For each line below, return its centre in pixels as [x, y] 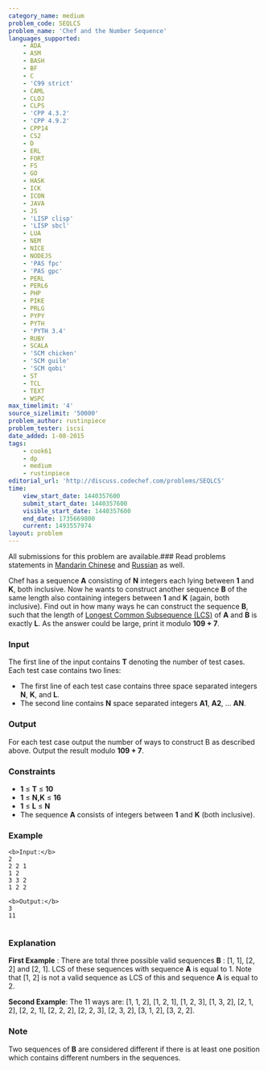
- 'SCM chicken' [50, 353]
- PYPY [34, 316]
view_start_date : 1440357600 [72, 496]
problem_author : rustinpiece [57, 421]
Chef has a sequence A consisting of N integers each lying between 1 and [131, 581]
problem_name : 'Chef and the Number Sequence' [88, 31]
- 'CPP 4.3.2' [46, 114]
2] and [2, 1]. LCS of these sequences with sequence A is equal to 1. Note [130, 969]
